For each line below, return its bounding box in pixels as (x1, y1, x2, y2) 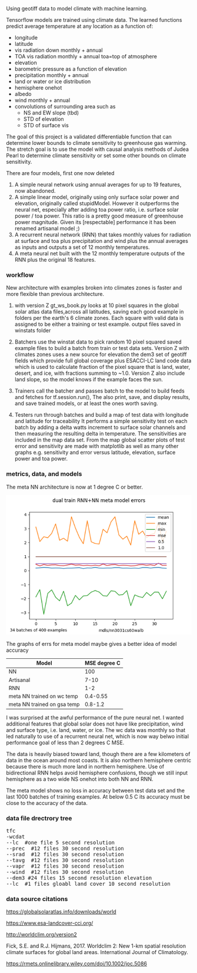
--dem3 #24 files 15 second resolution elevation (6, 875, 152, 882)
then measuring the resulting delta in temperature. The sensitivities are (14, 430, 186, 437)
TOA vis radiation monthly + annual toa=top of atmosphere (14, 53, 158, 60)
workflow (6, 271, 34, 279)
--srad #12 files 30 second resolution (6, 851, 125, 858)
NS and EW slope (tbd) (23, 109, 79, 116)
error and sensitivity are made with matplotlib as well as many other (14, 443, 179, 450)
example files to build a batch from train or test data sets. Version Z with (14, 345, 189, 352)
